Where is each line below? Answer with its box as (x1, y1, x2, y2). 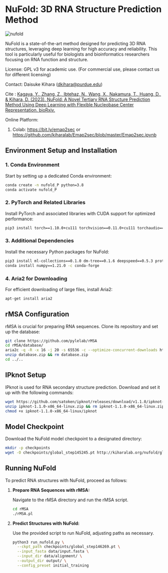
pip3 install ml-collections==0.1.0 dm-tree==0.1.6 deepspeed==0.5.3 (5, 258, 153, 263)
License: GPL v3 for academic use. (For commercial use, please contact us (5, 66, 160, 72)
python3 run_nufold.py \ (12, 539, 64, 545)
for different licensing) (5, 71, 51, 77)
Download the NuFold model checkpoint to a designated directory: (5, 436, 142, 442)
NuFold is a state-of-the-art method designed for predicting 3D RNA (5, 40, 146, 46)
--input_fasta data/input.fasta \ (17, 549, 89, 554)
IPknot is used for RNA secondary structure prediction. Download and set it (5, 384, 160, 390)
